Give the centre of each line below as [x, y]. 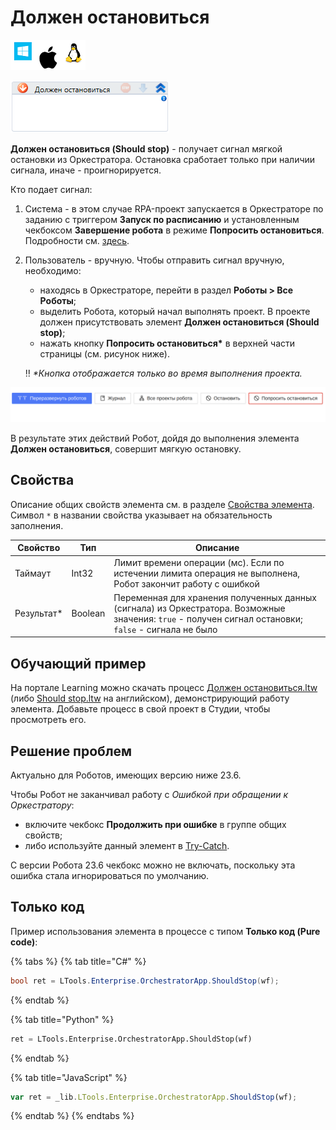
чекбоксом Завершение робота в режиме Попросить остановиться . [174, 230]
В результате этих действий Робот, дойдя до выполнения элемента [155, 438]
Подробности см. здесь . [77, 240]
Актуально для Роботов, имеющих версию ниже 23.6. [126, 775]
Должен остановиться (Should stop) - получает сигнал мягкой [146, 148]
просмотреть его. [48, 720]
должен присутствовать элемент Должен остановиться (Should [179, 322]
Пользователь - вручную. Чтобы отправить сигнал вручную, [154, 260]
